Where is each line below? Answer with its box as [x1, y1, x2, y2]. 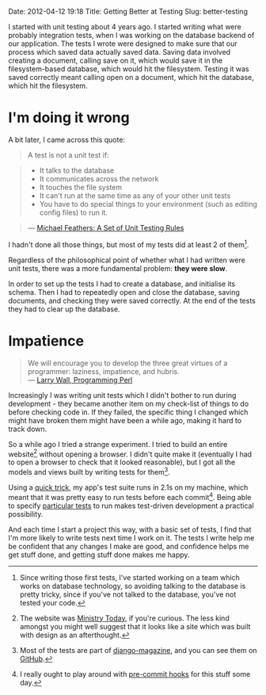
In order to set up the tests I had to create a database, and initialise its [8, 279, 236, 288]
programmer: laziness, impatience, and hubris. [27, 366, 180, 376]
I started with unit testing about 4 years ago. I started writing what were [8, 22, 241, 31]
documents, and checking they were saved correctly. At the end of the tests [8, 296, 256, 305]
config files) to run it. [39, 208, 108, 217]
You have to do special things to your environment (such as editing [39, 199, 257, 208]
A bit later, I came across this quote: [8, 135, 125, 144]
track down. [8, 424, 47, 433]
